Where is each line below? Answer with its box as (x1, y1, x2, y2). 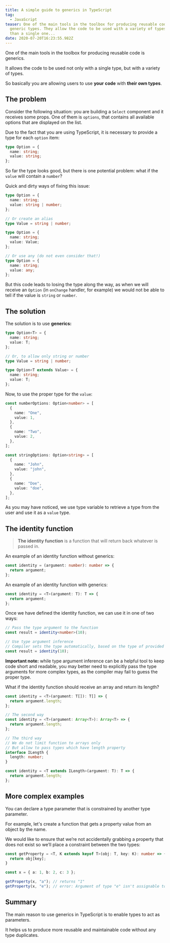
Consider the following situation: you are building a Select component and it (5, 108, 164, 114)
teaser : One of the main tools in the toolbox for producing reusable (5, 21, 157, 27)
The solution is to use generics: (5, 321, 72, 327)
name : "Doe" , (14, 481, 42, 486)
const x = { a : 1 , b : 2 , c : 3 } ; (5, 870, 76, 875)
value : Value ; (10, 239, 39, 245)
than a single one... (10, 31, 56, 36)
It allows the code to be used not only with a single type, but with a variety (5, 65, 160, 71)
